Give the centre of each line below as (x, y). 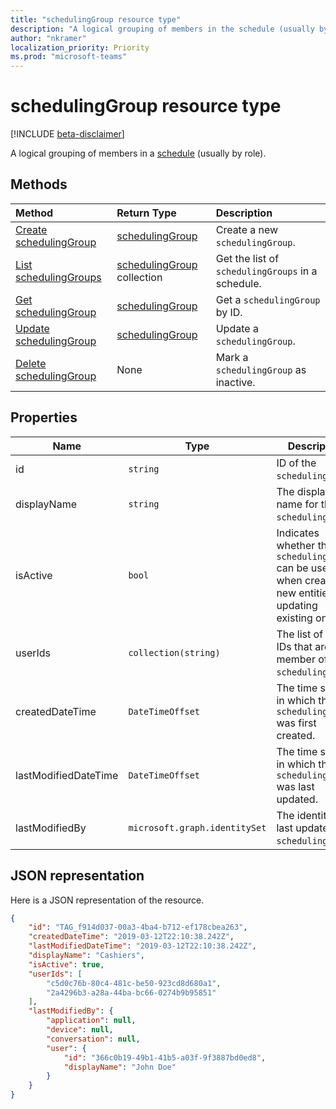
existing (294, 618)
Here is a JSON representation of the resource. (107, 900)
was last (295, 786)
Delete (31, 363)
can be (292, 568)
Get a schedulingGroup (268, 299)
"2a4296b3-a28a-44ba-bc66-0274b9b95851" (131, 992)
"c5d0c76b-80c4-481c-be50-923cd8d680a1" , (134, 983)
